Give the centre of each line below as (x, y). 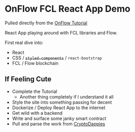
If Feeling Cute (28, 79)
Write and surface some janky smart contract (59, 118)
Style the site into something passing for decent (62, 102)
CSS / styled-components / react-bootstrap (57, 58)
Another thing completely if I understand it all (66, 96)
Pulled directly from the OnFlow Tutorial (46, 23)
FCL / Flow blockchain (35, 63)
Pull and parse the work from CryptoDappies (59, 124)
